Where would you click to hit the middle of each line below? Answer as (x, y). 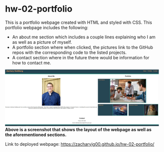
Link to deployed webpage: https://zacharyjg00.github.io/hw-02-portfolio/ (80, 144)
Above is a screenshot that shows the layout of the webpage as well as (78, 129)
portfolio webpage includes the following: (47, 27)
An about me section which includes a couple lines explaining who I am (84, 37)
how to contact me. (31, 63)
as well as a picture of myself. (42, 42)
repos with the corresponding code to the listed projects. (69, 52)
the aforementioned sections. (36, 135)
